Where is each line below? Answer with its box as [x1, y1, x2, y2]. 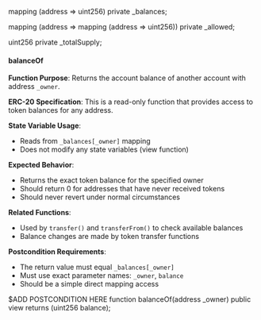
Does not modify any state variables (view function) [19, 145, 189, 154]
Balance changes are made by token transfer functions [19, 232, 200, 241]
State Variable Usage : [8, 121, 82, 130]
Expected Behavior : [8, 160, 75, 170]
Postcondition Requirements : [8, 247, 107, 256]
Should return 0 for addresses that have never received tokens [19, 184, 225, 194]
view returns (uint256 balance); [8, 303, 111, 313]
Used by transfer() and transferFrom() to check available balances [19, 223, 244, 233]
